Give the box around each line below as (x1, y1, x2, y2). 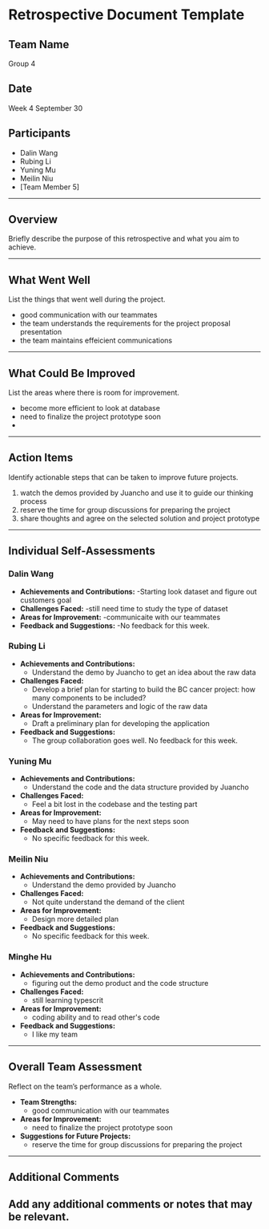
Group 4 (8, 59, 36, 68)
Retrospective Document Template (8, 6, 245, 24)
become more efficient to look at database (19, 404, 160, 413)
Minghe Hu (8, 951, 52, 963)
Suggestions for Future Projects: (19, 1131, 131, 1141)
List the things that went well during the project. (8, 294, 166, 304)
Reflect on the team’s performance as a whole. (8, 1081, 163, 1091)
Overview (8, 213, 58, 226)
